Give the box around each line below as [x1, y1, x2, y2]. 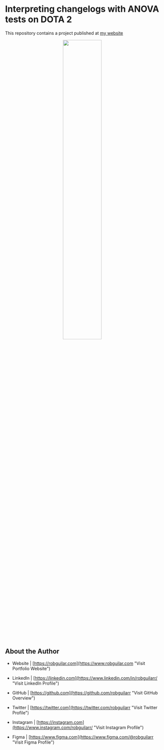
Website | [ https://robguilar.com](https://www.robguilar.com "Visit [12, 660, 145, 666]
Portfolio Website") [12, 666, 50, 671]
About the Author [5, 647, 60, 656]
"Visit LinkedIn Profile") [12, 680, 60, 686]
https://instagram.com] [38, 719, 85, 725]
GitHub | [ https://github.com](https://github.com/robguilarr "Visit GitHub [12, 690, 158, 695]
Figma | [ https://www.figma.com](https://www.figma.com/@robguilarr [12, 734, 154, 740]
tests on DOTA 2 [5, 14, 72, 25]
